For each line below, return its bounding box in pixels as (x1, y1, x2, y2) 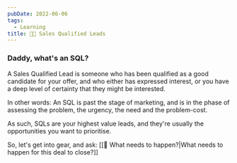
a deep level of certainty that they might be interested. (7, 84, 166, 92)
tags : (7, 17, 23, 24)
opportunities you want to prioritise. (7, 126, 112, 135)
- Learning (13, 23, 46, 30)
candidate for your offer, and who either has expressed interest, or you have (7, 77, 229, 85)
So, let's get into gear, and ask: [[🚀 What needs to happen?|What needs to (7, 140, 224, 149)
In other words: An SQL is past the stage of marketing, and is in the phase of (7, 98, 230, 107)
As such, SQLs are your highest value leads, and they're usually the (7, 119, 204, 128)
